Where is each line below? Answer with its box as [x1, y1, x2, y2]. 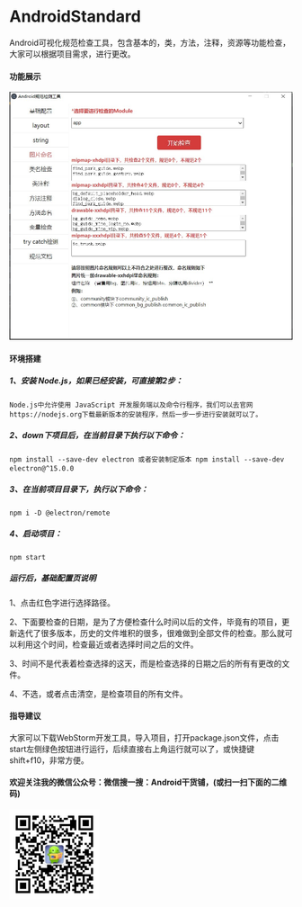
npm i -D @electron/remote [9, 508, 111, 517]
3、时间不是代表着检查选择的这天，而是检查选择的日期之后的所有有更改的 [9, 658, 282, 669]
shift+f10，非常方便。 [9, 754, 90, 766]
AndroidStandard [9, 6, 141, 27]
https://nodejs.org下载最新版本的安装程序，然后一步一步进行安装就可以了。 [9, 409, 262, 419]
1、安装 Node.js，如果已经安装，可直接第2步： [9, 375, 183, 386]
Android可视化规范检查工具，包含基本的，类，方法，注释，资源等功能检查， [9, 37, 290, 48]
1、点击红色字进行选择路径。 [9, 597, 115, 608]
